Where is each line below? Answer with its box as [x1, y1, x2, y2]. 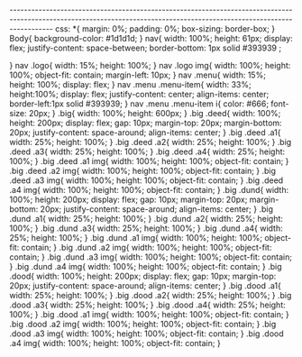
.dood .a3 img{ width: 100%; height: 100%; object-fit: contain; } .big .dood [9, 328, 284, 339]
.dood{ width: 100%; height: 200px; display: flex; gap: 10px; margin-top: [9, 270, 277, 281]
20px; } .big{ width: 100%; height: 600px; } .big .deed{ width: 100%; [28, 108, 281, 118]
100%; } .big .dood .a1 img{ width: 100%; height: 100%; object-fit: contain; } [9, 309, 290, 319]
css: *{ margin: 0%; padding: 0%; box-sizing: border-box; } [55, 23, 276, 34]
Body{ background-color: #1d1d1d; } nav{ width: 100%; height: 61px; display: [9, 33, 293, 43]
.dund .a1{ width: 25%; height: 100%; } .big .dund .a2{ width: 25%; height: [9, 214, 284, 224]
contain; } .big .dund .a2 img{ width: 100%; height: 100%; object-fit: [21, 243, 272, 252]
